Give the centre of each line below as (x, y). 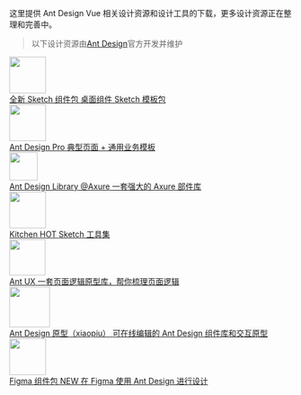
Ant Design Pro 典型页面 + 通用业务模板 (82, 147)
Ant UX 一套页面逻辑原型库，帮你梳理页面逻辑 (94, 281)
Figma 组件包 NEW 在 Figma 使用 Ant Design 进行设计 (109, 381)
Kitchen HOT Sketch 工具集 (60, 234)
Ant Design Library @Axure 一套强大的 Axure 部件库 (106, 186)
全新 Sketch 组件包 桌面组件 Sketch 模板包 (88, 99)
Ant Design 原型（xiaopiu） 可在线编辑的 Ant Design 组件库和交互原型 (138, 333)
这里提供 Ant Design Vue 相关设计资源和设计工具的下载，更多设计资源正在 (147, 13)
